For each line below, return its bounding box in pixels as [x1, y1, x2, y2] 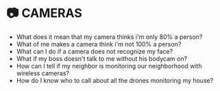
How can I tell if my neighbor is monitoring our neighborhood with [16, 62, 202, 70]
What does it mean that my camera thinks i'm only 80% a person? [16, 32, 203, 41]
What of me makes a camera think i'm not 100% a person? [16, 40, 182, 48]
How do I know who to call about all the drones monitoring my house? [16, 76, 214, 84]
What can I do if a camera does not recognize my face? [16, 47, 173, 55]
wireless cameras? [16, 69, 70, 77]
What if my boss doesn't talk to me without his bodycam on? [16, 54, 188, 62]
